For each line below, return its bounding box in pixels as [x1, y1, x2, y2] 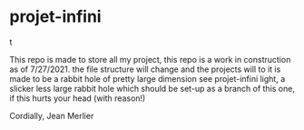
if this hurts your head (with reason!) [9, 93, 146, 104]
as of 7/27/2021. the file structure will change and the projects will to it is [9, 64, 281, 75]
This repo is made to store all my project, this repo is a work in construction [9, 54, 291, 65]
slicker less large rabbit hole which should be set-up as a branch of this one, [9, 83, 295, 94]
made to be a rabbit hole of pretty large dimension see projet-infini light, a [9, 73, 286, 84]
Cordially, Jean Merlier [9, 110, 94, 121]
